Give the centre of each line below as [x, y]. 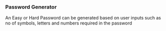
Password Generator [31, 7]
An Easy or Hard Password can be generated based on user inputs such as [83, 18]
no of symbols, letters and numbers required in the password [69, 23]
